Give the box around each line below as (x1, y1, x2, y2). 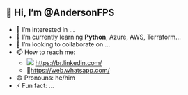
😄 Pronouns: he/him (15, 74, 75, 82)
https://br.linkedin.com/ (35, 58, 102, 67)
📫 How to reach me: (15, 48, 76, 56)
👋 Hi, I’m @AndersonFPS (6, 7, 115, 19)
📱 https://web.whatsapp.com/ (26, 66, 110, 74)
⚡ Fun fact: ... (15, 81, 54, 89)
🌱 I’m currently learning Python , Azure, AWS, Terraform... (15, 33, 181, 41)
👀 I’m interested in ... (15, 25, 75, 33)
